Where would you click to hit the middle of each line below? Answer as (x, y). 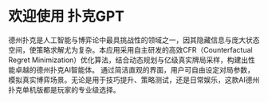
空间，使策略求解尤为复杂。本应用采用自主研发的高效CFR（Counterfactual (130, 49)
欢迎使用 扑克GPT (67, 16)
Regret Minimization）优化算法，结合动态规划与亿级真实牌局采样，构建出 (128, 60)
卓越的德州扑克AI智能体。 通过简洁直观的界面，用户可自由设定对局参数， (135, 69)
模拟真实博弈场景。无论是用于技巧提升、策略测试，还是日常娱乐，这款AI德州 (134, 80)
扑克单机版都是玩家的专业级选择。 (64, 89)
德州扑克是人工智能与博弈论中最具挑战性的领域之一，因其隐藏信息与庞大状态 (134, 40)
